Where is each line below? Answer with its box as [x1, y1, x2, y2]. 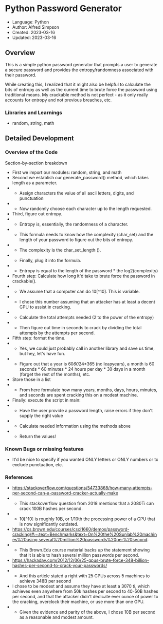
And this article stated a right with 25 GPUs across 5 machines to [19, 573, 150, 579]
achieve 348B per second [19, 578, 72, 584]
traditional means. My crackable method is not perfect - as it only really [5, 92, 148, 97]
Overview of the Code [5, 149, 58, 156]
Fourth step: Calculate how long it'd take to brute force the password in [12, 273, 155, 279]
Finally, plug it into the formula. [19, 257, 82, 263]
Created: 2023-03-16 [12, 29, 55, 35]
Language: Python [12, 19, 49, 25]
